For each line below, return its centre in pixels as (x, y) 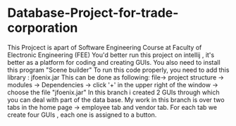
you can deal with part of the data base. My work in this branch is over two (116, 99)
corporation (43, 28)
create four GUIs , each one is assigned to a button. (82, 115)
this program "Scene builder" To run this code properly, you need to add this (118, 70)
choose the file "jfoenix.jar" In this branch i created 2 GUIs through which (113, 92)
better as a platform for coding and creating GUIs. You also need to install (114, 62)
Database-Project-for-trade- (93, 13)
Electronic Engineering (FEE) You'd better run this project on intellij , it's (111, 55)
